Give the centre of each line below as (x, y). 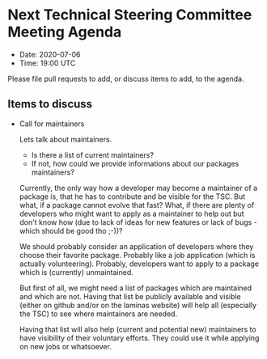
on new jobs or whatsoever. (66, 346)
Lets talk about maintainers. (66, 139)
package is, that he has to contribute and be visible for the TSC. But (132, 196)
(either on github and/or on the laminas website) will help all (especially (138, 305)
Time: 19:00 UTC (47, 63)
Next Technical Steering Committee (130, 15)
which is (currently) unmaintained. (76, 272)
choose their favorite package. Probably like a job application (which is (137, 255)
